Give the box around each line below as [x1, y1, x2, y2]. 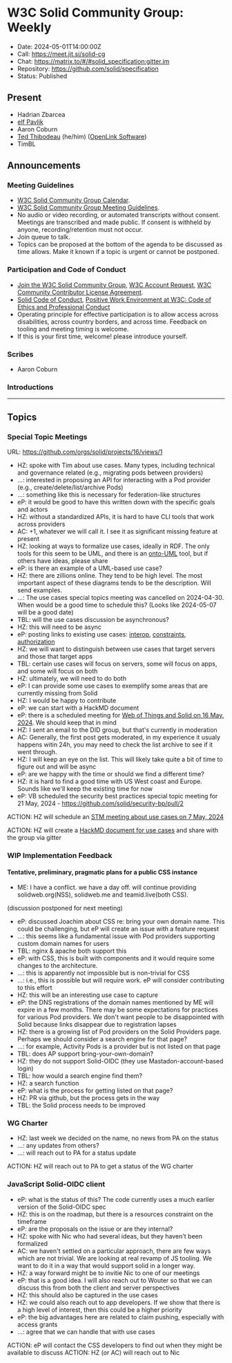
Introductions [7, 382, 54, 392]
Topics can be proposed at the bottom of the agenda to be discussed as [17, 240, 223, 248]
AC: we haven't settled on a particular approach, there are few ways [17, 1247, 211, 1255]
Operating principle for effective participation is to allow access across [17, 310, 219, 318]
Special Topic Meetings [7, 432, 88, 441]
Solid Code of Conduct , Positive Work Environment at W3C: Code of [17, 295, 212, 304]
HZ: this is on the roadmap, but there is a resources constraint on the [17, 1209, 213, 1218]
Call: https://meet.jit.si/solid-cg [17, 50, 106, 58]
